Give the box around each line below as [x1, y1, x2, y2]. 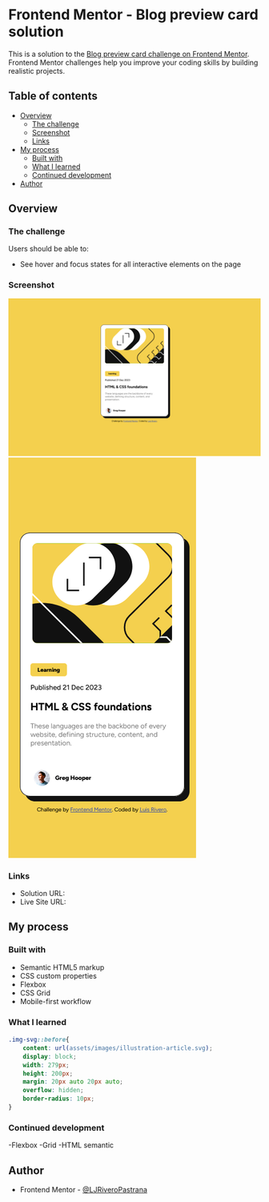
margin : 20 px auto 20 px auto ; [22, 1078, 124, 1086]
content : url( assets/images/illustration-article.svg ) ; [22, 1043, 214, 1052]
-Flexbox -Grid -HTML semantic [8, 1140, 114, 1150]
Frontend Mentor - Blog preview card [8, 6, 259, 24]
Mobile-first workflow [19, 996, 92, 1006]
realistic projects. [8, 66, 66, 75]
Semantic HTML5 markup [19, 963, 105, 972]
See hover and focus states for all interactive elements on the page [19, 259, 242, 269]
